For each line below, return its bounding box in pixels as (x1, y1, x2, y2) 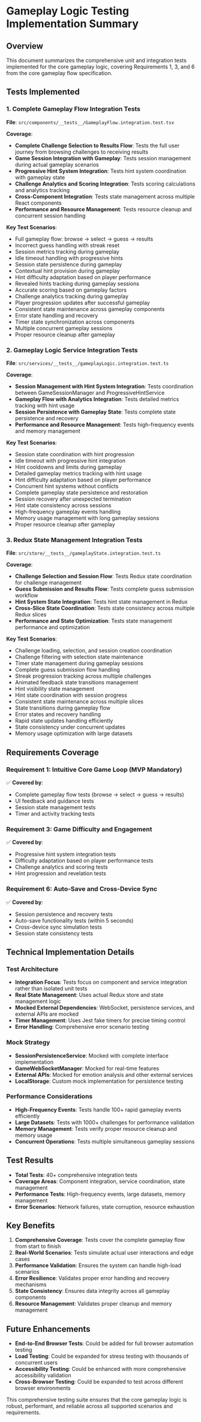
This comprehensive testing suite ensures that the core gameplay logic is (6, 1396, 187, 1403)
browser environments (14, 1385, 71, 1392)
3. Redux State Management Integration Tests (6, 535, 143, 544)
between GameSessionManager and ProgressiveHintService (14, 389, 165, 396)
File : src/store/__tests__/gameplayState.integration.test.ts (6, 549, 161, 556)
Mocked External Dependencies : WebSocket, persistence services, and (14, 1004, 195, 1011)
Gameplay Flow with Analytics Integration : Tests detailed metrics (14, 395, 179, 403)
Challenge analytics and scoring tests (14, 863, 108, 871)
